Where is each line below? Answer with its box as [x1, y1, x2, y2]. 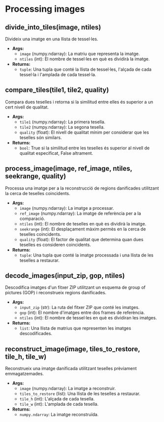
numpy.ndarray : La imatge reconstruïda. [19, 412, 99, 418]
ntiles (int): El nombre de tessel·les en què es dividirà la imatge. [19, 56, 150, 62]
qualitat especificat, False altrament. [19, 150, 93, 156]
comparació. [19, 215, 45, 222]
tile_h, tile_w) [5, 352, 47, 361]
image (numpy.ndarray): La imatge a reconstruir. [19, 386, 116, 392]
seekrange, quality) [5, 172, 66, 180]
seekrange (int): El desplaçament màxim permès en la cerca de [19, 226, 146, 232]
